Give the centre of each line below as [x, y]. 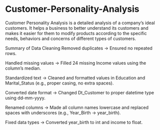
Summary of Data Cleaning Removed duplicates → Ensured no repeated [79, 48]
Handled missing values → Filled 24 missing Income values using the [76, 63]
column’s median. [23, 68]
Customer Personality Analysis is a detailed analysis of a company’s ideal [80, 23]
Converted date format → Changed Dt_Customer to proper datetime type [80, 92]
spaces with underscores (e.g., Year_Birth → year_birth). [63, 113]
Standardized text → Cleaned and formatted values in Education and [75, 78]
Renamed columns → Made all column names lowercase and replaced [77, 107]
